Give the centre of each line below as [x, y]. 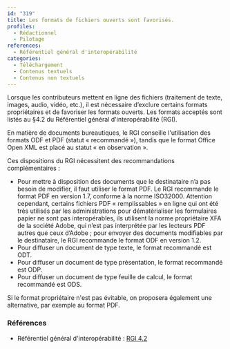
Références [27, 323]
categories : [24, 59]
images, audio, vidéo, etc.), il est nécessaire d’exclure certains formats [107, 105]
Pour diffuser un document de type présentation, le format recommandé [120, 263]
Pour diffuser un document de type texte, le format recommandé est [114, 248]
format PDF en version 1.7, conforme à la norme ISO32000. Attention [115, 196]
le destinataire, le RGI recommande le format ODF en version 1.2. [109, 240]
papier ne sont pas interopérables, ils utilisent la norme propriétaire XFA [119, 218]
